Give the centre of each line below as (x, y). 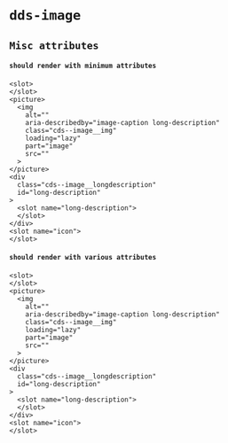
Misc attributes (54, 45)
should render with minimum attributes (83, 66)
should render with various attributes (83, 258)
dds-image (45, 16)
